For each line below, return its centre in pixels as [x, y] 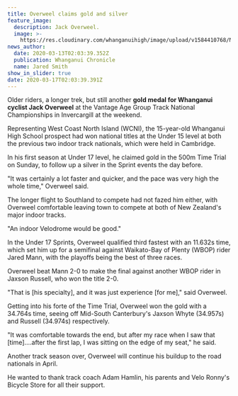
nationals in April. [33, 364]
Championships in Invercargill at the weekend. [75, 115]
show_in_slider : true [39, 73]
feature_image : [30, 21]
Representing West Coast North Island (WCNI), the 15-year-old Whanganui [116, 129]
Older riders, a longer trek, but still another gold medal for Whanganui [110, 100]
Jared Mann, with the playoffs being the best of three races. [95, 258]
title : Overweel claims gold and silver [68, 14]
